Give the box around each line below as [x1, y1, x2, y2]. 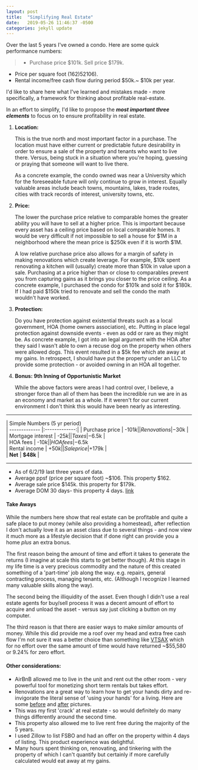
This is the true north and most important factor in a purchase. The [14, 135, 177, 143]
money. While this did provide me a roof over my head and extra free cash [6, 630, 186, 637]
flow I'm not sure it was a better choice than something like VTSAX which [6, 636, 184, 643]
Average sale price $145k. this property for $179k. [14, 481, 136, 488]
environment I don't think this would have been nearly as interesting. [14, 403, 181, 410]
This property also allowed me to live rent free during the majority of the [14, 719, 190, 726]
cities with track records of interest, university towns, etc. [14, 190, 154, 198]
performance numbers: [6, 48, 62, 55]
